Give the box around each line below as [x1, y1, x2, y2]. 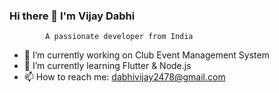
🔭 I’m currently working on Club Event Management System [23, 49, 270, 61]
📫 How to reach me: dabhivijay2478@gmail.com [23, 71, 226, 83]
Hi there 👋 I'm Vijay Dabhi [9, 9, 136, 23]
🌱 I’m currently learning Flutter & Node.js [23, 60, 192, 72]
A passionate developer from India [45, 32, 194, 42]
